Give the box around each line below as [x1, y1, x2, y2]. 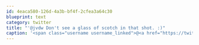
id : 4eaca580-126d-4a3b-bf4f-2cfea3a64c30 [6, 8, 113, 15]
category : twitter [6, 19, 52, 25]
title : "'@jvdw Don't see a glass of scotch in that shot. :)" [6, 25, 166, 31]
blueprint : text [6, 14, 46, 20]
